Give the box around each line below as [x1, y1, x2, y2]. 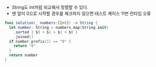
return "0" [13, 44, 36, 49]
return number [9, 53, 38, 58]
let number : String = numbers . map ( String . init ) [9, 25, 109, 30]
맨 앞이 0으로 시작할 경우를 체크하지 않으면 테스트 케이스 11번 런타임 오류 [11, 10, 151, 16]
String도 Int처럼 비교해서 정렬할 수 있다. [11, 4, 88, 10]
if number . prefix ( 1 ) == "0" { [9, 39, 71, 44]
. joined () [13, 34, 34, 39]
